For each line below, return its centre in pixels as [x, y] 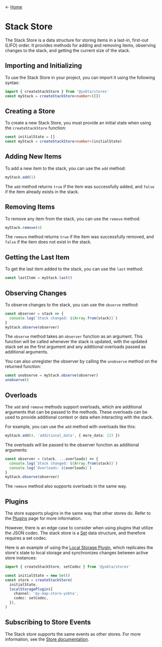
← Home [14, 7]
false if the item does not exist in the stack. [48, 242]
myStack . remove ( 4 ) [23, 227]
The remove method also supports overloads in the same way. [66, 486]
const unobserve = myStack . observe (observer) [52, 376]
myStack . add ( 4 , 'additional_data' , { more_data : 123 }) [62, 436]
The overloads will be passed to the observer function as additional [72, 445]
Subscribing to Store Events [48, 622]
